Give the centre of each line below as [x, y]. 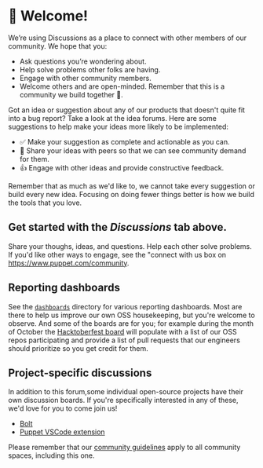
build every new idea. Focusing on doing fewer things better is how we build [131, 194]
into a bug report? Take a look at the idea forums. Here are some [113, 118]
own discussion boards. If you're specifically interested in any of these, [123, 400]
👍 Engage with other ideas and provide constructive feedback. [122, 167]
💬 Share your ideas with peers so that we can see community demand [133, 150]
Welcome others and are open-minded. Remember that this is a [122, 86]
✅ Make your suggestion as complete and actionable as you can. [124, 141]
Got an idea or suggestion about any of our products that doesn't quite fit [127, 110]
